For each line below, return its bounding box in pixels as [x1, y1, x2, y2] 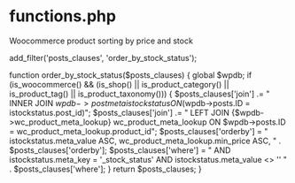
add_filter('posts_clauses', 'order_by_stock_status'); [9, 52, 198, 63]
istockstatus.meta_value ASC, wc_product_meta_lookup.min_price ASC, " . [9, 135, 282, 146]
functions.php [9, 6, 117, 27]
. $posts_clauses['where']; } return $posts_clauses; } [9, 164, 202, 174]
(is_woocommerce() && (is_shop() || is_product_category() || [9, 79, 229, 89]
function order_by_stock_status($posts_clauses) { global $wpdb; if [9, 69, 252, 80]
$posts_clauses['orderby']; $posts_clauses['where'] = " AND [9, 144, 231, 156]
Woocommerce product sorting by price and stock [9, 35, 193, 46]
